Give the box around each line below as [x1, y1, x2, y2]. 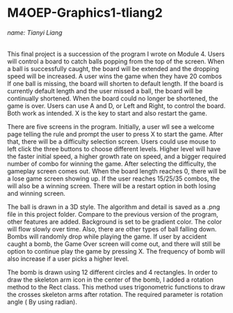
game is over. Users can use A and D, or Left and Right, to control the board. [7, 102, 226, 110]
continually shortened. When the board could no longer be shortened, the [7, 94, 218, 102]
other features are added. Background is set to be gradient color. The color [7, 217, 223, 226]
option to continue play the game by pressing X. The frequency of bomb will [7, 247, 225, 256]
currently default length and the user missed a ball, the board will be [7, 87, 203, 96]
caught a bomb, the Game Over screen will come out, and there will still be [7, 240, 221, 248]
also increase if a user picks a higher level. [7, 254, 129, 263]
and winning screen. [7, 190, 66, 198]
